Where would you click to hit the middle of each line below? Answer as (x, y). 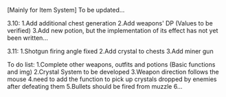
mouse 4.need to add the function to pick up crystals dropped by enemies (112, 79)
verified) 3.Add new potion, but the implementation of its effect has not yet (113, 31)
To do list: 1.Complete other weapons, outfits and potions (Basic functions (111, 64)
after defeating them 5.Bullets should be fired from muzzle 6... (95, 86)
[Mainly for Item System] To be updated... (66, 10)
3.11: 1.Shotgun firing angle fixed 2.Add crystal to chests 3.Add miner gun (111, 51)
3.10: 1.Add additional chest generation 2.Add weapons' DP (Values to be (110, 23)
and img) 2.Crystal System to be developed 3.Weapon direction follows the (113, 72)
